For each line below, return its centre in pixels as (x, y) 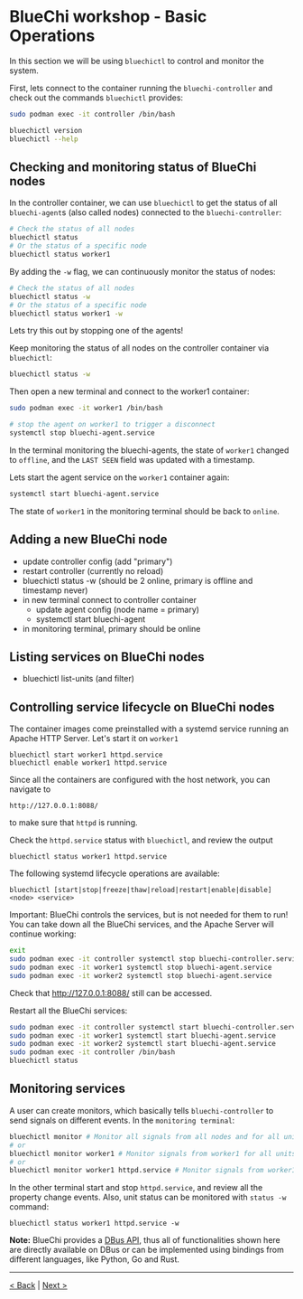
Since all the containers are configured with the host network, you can (140, 780)
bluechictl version (46, 130)
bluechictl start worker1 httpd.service (87, 755)
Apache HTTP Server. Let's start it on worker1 (94, 739)
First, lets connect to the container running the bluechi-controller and (141, 88)
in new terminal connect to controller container (109, 599)
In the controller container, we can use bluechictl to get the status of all (143, 203)
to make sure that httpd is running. (73, 823)
